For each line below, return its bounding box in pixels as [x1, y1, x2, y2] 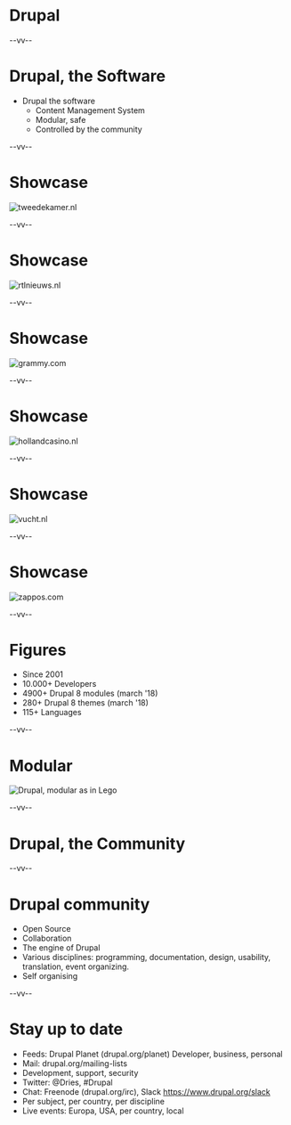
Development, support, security [21, 1068, 139, 1079]
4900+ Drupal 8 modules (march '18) [21, 688, 158, 699]
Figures [9, 640, 67, 660]
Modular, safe [35, 114, 86, 125]
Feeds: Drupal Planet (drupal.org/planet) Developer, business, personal [21, 1048, 283, 1060]
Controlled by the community [35, 124, 142, 135]
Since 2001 [21, 669, 64, 680]
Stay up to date [9, 1019, 124, 1039]
